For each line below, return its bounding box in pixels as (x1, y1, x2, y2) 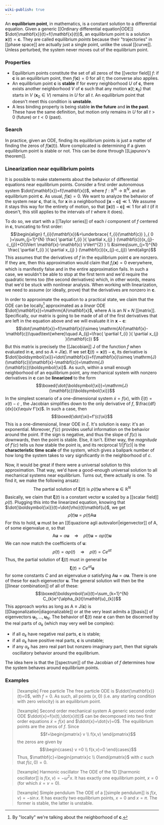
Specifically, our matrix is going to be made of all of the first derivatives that (5, 313, 158, 319)
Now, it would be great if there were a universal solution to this (5, 462, 131, 468)
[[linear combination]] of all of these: (5, 583, 79, 589)
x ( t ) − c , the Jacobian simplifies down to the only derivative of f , (5, 400, 135, 407)
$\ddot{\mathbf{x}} (115, 688, 155, 694)
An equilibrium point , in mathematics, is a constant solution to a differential (5, 21, 157, 26)
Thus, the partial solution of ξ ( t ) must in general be (5, 556, 107, 562)
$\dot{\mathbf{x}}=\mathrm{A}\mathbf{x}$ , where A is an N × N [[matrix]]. (5, 307, 156, 314)
